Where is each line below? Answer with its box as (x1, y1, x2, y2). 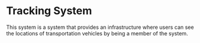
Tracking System (6, 4, 93, 18)
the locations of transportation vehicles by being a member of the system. (6, 29, 188, 37)
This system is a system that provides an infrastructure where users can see (6, 24, 194, 31)
